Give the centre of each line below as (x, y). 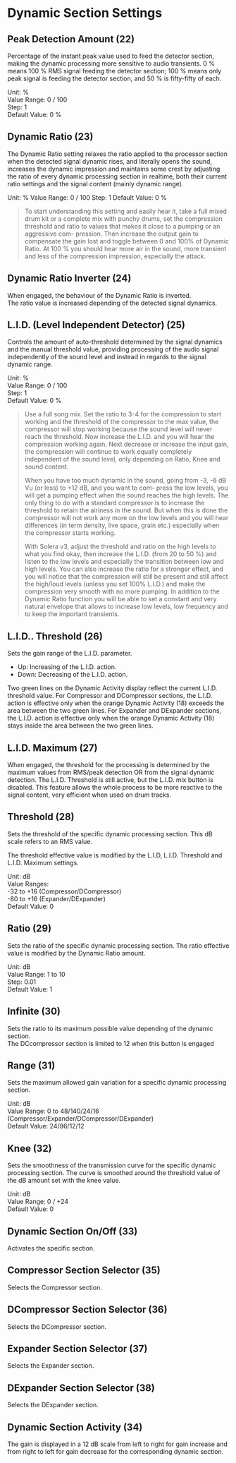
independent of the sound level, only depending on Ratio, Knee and (122, 459)
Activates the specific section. (51, 1248)
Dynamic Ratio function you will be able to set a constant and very (120, 599)
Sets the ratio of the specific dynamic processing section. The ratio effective (118, 945)
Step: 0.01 (22, 982)
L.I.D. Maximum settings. (43, 862)
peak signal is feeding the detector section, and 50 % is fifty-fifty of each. (114, 78)
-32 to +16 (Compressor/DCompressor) (64, 891)
